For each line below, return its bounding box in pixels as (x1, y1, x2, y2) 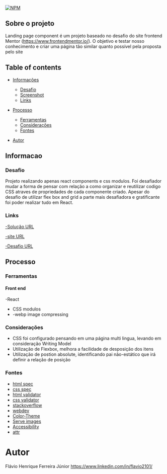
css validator (12, 397, 39, 403)
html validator (12, 391, 41, 398)
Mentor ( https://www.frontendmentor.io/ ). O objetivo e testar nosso (5, 38, 145, 44)
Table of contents (5, 63, 61, 72)
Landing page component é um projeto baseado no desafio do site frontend (5, 33, 162, 39)
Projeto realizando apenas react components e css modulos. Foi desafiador (5, 178, 162, 184)
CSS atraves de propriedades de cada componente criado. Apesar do (5, 189, 150, 195)
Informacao (5, 151, 43, 161)
